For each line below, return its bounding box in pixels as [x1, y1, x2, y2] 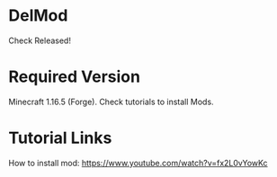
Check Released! [8, 35, 71, 46]
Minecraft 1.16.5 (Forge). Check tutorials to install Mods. [8, 96, 214, 107]
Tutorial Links [8, 128, 112, 148]
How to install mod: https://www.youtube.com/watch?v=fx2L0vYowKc [8, 157, 268, 168]
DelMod [8, 5, 68, 26]
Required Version [8, 66, 141, 87]
